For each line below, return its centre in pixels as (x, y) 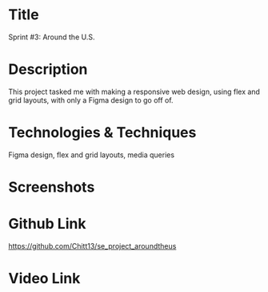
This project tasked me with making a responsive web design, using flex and (134, 91)
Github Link (47, 224)
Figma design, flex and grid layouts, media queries (91, 155)
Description (48, 69)
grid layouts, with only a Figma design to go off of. (91, 100)
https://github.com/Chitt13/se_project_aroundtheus (92, 245)
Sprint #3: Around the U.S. (52, 37)
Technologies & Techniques (102, 133)
